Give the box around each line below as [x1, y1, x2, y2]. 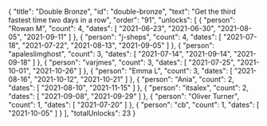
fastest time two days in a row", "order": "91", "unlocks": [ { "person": [8, 15, 236, 25]
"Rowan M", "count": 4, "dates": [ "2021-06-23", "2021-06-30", [8, 24, 216, 33]
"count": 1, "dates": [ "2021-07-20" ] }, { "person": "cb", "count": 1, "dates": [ [8, 100, 260, 109]
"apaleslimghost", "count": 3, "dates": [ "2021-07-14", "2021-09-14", [8, 49, 233, 58]
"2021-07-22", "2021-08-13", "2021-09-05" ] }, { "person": [22, 41, 215, 50]
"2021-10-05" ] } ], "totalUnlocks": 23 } [8, 108, 136, 118]
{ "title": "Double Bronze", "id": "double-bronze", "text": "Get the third [8, 7, 237, 16]
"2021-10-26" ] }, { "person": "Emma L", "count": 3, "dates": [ [32, 66, 233, 75]
